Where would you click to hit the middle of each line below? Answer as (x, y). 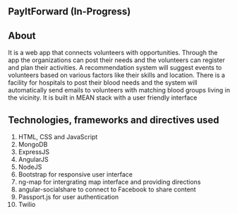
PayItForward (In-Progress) (69, 12)
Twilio (27, 205)
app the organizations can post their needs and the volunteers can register (116, 60)
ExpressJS (34, 152)
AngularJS (33, 160)
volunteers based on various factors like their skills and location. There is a (116, 75)
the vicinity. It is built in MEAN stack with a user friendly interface (103, 97)
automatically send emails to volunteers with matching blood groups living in (119, 90)
